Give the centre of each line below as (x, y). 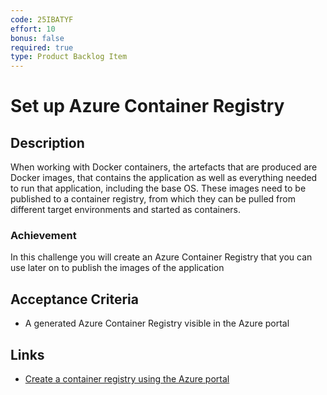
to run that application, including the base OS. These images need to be (158, 188)
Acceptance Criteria (74, 299)
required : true (42, 47)
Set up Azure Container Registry (147, 106)
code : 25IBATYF (42, 19)
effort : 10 (33, 29)
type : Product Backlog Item (69, 57)
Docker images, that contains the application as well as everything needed (164, 178)
